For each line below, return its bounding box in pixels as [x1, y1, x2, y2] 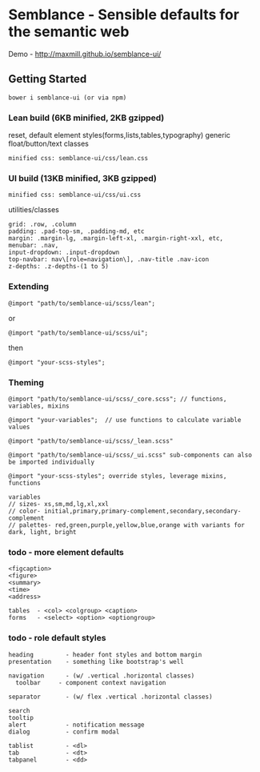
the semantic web [8, 22, 130, 41]
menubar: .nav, [8, 242, 59, 250]
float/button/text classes [8, 139, 90, 149]
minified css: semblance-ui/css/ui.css [8, 191, 142, 199]
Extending [8, 281, 50, 292]
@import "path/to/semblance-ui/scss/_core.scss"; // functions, [8, 395, 227, 403]
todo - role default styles [8, 633, 106, 644]
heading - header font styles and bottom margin [8, 650, 202, 658]
